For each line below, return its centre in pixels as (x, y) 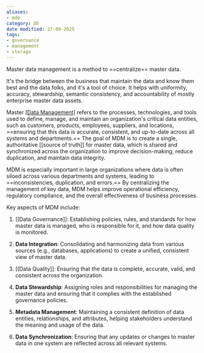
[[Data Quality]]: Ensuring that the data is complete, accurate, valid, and (105, 269)
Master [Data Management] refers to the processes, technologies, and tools (101, 112)
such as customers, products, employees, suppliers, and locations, (90, 125)
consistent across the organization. (59, 275)
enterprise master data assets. (45, 100)
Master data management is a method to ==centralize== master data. (94, 69)
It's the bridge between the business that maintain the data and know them (100, 81)
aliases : (17, 12)
